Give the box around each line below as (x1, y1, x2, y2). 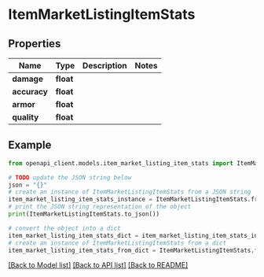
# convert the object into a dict (8, 224, 122, 232)
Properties (8, 37, 61, 50)
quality (12, 112, 39, 123)
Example (8, 138, 52, 152)
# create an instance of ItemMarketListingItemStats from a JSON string (8, 188, 251, 196)
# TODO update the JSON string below (8, 173, 132, 182)
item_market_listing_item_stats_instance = (8, 195, 153, 204)
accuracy (12, 87, 49, 97)
